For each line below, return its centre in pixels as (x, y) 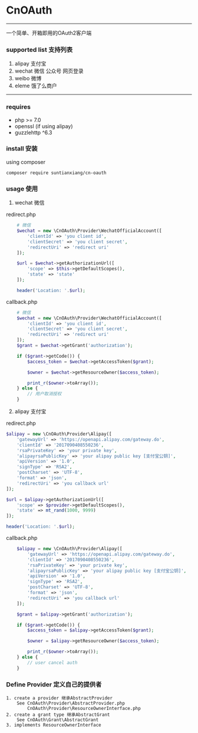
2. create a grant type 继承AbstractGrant (58, 715)
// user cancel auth (52, 662)
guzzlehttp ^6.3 (33, 132)
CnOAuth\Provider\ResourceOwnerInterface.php (84, 708)
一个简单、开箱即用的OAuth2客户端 (49, 32)
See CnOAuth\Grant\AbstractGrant (58, 720)
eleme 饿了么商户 (36, 86)
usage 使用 (22, 188)
